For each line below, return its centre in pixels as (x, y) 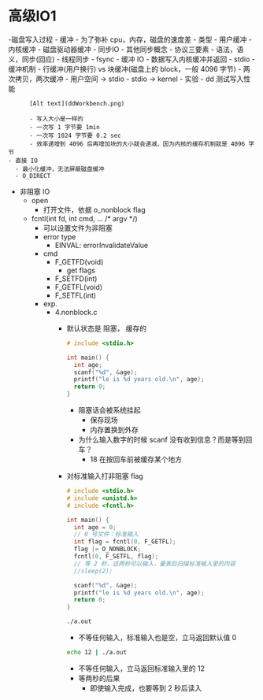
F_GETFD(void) (79, 261)
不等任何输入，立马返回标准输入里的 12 (141, 668)
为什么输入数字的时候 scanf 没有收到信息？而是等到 (162, 440)
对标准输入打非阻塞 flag (105, 476)
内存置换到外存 (115, 430)
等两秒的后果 (99, 678)
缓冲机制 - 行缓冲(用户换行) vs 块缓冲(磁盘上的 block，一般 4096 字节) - (125, 69)
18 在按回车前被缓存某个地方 (136, 459)
